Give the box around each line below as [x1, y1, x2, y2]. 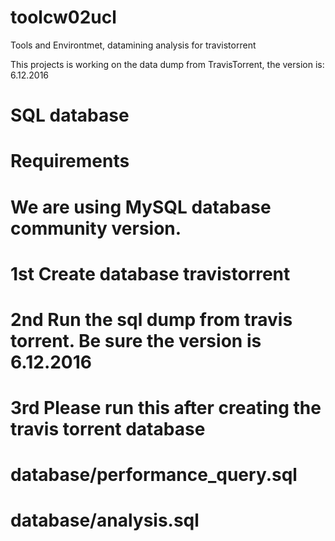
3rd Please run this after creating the [10, 397, 322, 420]
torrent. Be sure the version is [10, 329, 262, 352]
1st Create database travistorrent [10, 262, 291, 285]
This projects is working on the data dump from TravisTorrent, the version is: [10, 58, 325, 70]
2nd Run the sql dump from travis [10, 308, 293, 331]
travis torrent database [10, 418, 206, 441]
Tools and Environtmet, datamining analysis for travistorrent [10, 39, 257, 51]
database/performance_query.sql [10, 464, 298, 486]
